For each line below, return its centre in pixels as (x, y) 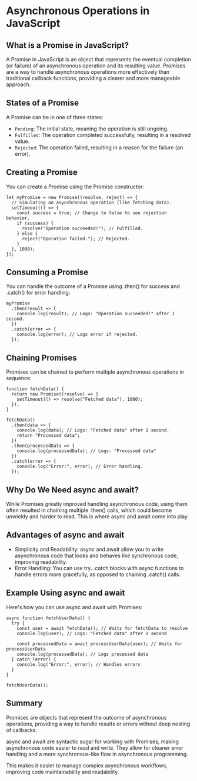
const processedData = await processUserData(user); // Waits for (100, 644)
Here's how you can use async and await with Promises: (74, 607)
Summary (24, 703)
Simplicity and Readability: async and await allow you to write (89, 549)
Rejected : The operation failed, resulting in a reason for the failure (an (99, 147)
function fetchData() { (35, 389)
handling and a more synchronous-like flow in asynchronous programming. (97, 754)
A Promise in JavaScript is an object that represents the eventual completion (98, 59)
